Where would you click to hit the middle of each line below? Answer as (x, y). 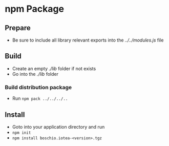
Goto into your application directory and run (58, 127)
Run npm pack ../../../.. (40, 98)
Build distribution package (38, 87)
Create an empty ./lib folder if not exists (54, 68)
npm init (22, 133)
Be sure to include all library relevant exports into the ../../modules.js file (88, 40)
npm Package (35, 9)
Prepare (18, 28)
